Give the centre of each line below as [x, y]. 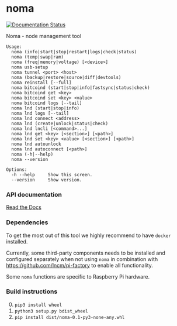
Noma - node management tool [44, 36]
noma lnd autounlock [36, 144]
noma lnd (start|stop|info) [46, 108]
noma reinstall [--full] [41, 83]
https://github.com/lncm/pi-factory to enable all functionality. [80, 265]
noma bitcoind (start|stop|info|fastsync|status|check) [81, 87]
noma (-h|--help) [32, 154]
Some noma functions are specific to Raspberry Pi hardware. [78, 276]
